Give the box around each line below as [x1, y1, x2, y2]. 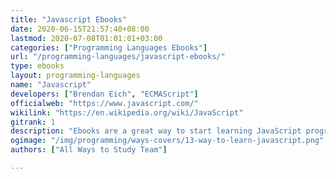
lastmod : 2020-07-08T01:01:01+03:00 [10, 33, 163, 43]
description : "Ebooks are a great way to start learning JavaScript [10, 126, 302, 136]
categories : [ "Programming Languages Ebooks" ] [10, 42, 208, 53]
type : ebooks [10, 61, 65, 71]
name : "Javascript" [10, 80, 92, 90]
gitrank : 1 [10, 117, 56, 127]
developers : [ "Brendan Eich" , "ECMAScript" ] [10, 89, 199, 99]
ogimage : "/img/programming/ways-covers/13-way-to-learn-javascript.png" [10, 136, 325, 146]
